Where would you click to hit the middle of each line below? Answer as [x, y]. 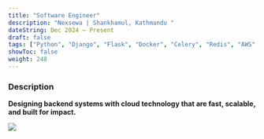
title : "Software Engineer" [54, 15]
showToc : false [33, 52]
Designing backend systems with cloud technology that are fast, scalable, [132, 104]
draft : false [30, 37]
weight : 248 [28, 60]
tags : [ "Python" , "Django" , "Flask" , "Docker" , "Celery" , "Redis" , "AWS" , [134, 45]
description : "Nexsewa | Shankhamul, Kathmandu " [91, 23]
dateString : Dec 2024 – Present [61, 30]
